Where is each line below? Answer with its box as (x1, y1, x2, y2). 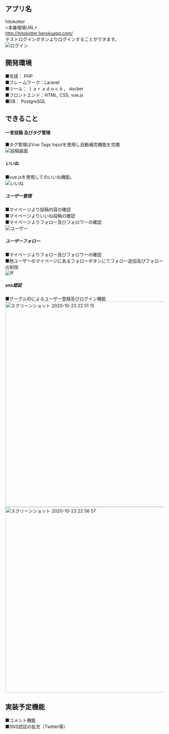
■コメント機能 (5, 717, 36, 723)
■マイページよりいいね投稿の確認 (5, 213, 75, 219)
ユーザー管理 (5, 193, 32, 199)
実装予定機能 (5, 703, 45, 711)
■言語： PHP (5, 73, 33, 79)
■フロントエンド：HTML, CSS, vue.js (5, 92, 84, 98)
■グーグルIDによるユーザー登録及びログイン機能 (5, 296, 106, 302)
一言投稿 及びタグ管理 (5, 129, 51, 135)
